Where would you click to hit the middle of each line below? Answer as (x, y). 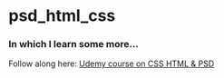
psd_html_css (62, 16)
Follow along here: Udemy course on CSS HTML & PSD (112, 63)
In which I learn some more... (74, 44)
